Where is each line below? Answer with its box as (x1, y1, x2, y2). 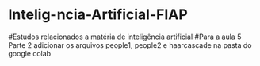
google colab (8, 49, 52, 58)
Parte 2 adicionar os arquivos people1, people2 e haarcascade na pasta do (8, 40, 252, 49)
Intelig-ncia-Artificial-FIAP (8, 6, 188, 24)
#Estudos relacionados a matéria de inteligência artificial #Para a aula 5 (8, 32, 242, 41)
